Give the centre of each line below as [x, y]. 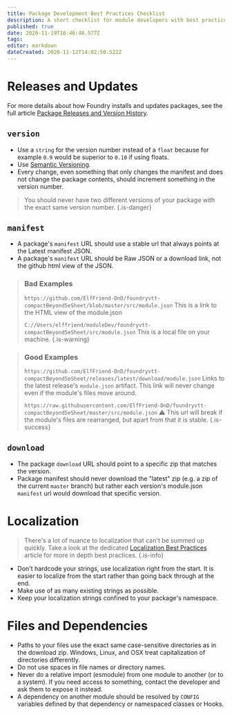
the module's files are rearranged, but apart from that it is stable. [116, 420]
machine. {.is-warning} [57, 339]
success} [37, 427]
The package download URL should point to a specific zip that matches [117, 464]
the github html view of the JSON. [65, 266]
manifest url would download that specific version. [89, 493]
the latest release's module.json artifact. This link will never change [119, 386]
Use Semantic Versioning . [54, 164]
